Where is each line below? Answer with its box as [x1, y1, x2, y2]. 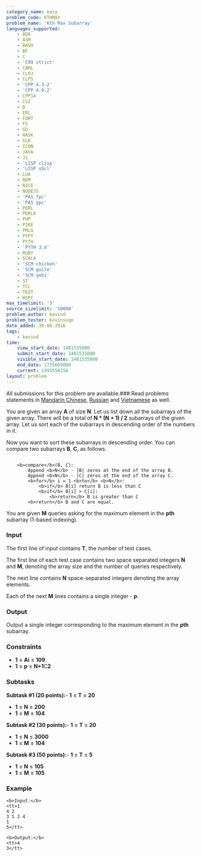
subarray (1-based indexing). [6, 516, 78, 523]
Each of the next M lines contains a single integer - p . [6, 592, 139, 600]
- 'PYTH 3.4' [17, 244, 50, 250]
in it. [6, 427, 17, 434]
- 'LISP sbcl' [17, 166, 52, 172]
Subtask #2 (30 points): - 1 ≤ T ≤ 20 [6, 721, 96, 728]
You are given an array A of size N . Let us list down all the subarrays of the [6, 408, 192, 415]
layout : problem [6, 373, 47, 379]
